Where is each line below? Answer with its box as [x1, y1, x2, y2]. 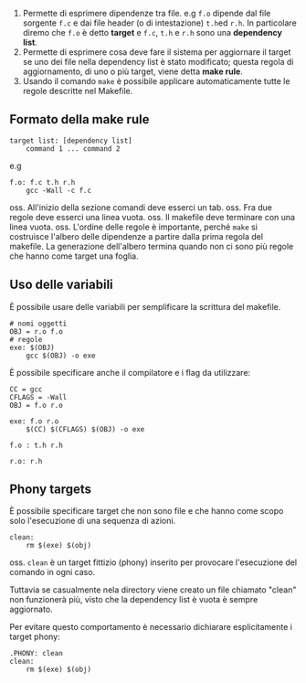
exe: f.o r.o [9, 416, 59, 426]
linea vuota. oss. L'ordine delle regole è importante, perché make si [9, 221, 259, 232]
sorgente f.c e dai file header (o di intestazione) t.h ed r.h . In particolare [22, 17, 297, 28]
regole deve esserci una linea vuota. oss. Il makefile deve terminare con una [9, 211, 295, 222]
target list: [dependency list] [9, 136, 132, 145]
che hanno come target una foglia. [9, 251, 139, 261]
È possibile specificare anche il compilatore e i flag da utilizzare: [9, 367, 251, 378]
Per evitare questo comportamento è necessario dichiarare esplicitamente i [9, 622, 292, 633]
